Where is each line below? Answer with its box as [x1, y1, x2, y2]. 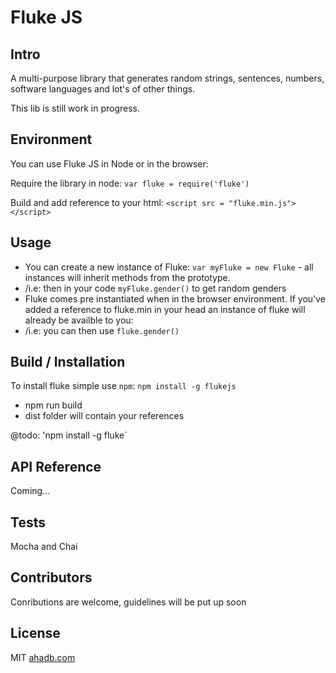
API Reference [10, 458, 102, 475]
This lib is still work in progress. [10, 102, 141, 114]
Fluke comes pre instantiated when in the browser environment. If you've [24, 292, 327, 305]
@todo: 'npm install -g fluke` [10, 429, 128, 441]
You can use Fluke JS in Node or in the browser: [10, 157, 209, 170]
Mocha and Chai [10, 541, 78, 553]
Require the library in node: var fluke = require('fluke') [10, 177, 250, 189]
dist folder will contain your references [24, 410, 185, 422]
